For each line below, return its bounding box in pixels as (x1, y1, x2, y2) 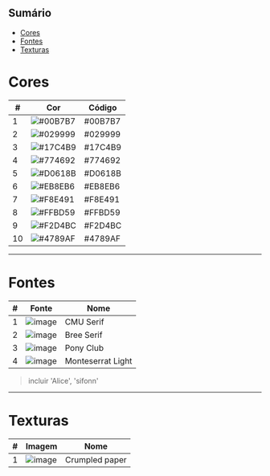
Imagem (25, 441, 58, 452)
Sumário (8, 6, 52, 20)
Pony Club (64, 342, 104, 353)
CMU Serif (64, 316, 104, 328)
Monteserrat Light (64, 355, 133, 366)
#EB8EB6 (84, 181, 121, 192)
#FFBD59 (84, 206, 121, 218)
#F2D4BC (84, 220, 122, 231)
